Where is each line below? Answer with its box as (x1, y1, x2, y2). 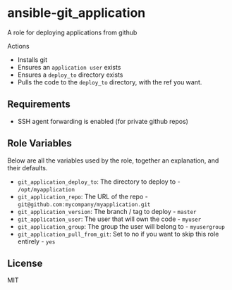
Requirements (7, 99, 71, 111)
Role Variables (7, 137, 72, 149)
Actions (7, 42, 30, 50)
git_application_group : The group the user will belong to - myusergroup (17, 222, 226, 230)
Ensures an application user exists (17, 63, 121, 71)
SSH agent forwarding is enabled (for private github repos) (17, 117, 189, 125)
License (7, 257, 43, 269)
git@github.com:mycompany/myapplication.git (17, 201, 151, 208)
